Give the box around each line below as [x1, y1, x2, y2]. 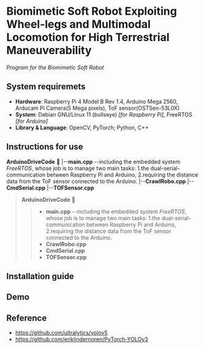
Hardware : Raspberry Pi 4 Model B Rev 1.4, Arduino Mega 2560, [15, 98, 178, 105]
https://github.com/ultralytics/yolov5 [15, 329, 108, 337]
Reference [6, 313, 47, 323]
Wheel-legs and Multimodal [6, 17, 151, 31]
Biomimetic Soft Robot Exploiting [6, 4, 178, 18]
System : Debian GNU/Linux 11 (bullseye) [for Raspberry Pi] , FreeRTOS [15, 110, 193, 118]
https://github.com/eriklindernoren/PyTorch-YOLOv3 [15, 336, 148, 343]
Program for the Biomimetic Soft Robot [6, 63, 104, 71]
